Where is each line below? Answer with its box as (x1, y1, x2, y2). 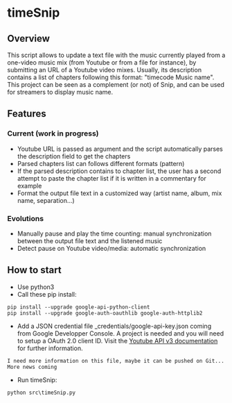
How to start (7, 264, 62, 276)
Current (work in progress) (7, 129, 99, 138)
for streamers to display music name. (7, 88, 113, 96)
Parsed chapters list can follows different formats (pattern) (17, 159, 185, 167)
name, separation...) (17, 196, 75, 204)
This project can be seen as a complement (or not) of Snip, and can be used (7, 81, 225, 88)
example (17, 181, 42, 190)
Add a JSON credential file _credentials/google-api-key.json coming (17, 322, 212, 330)
